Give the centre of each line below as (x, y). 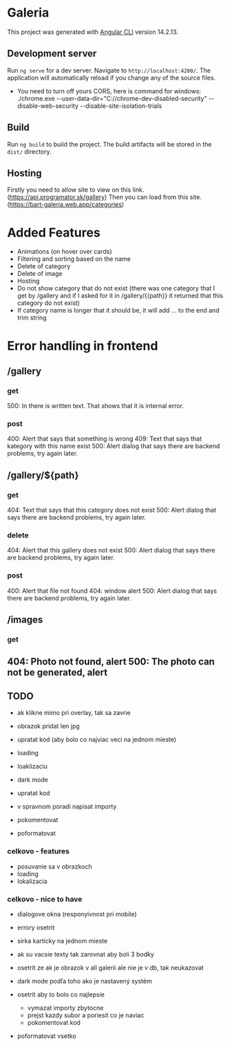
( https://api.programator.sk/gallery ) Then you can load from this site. (104, 197)
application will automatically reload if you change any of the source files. (111, 77)
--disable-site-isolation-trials (121, 106)
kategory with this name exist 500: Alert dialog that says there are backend (114, 446)
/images (25, 620)
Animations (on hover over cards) (64, 252)
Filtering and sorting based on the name (74, 259)
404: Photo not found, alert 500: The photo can (111, 662)
